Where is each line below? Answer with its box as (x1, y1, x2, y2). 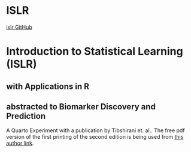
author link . (6, 139, 34, 147)
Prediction (6, 111, 46, 121)
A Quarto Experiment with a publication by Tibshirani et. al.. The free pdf (6, 127, 185, 134)
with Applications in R (6, 81, 90, 91)
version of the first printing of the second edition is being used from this (6, 133, 184, 141)
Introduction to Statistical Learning (6, 44, 184, 58)
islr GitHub (6, 23, 33, 31)
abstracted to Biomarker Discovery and (6, 102, 156, 112)
